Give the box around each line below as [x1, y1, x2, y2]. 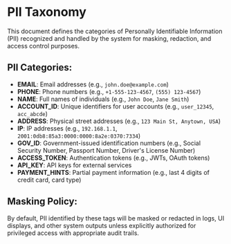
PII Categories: [7, 62, 73, 73]
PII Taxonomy [7, 4, 86, 20]
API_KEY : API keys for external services [17, 160, 132, 169]
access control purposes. [7, 41, 80, 50]
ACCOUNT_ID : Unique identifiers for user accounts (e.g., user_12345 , [17, 102, 214, 111]
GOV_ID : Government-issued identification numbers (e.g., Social [17, 139, 201, 147]
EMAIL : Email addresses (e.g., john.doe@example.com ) [17, 80, 169, 88]
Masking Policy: [7, 196, 78, 207]
